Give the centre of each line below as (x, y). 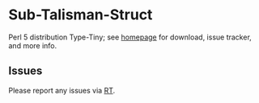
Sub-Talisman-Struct (81, 15)
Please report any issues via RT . (62, 90)
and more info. (33, 45)
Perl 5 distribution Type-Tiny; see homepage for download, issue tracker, (130, 37)
